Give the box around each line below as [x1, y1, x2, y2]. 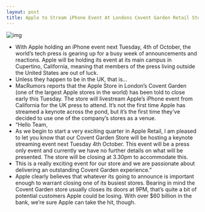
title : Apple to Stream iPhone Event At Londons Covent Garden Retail [6, 15, 190, 21]
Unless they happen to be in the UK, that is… [15, 76, 128, 83]
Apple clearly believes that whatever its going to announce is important [15, 172, 194, 180]
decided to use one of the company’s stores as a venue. [15, 114, 157, 122]
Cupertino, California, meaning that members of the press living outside [15, 62, 195, 70]
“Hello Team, [15, 121, 48, 128]
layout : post [6, 9, 40, 15]
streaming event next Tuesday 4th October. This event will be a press [15, 140, 190, 147]
